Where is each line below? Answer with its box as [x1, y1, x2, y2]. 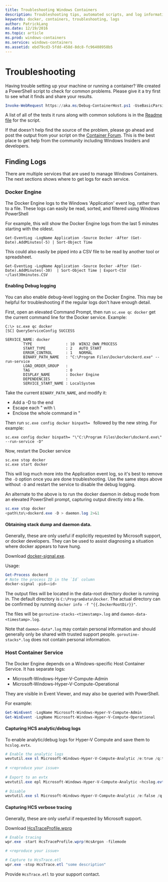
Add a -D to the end [12, 399, 53, 405]
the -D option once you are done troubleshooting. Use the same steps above [5, 476, 162, 482]
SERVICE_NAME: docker [5, 337, 50, 342]
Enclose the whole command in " [12, 410, 81, 416]
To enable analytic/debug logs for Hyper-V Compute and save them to [5, 736, 150, 742]
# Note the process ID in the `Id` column [5, 577, 95, 582]
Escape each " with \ [12, 404, 55, 410]
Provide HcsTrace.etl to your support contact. [5, 871, 100, 877]
